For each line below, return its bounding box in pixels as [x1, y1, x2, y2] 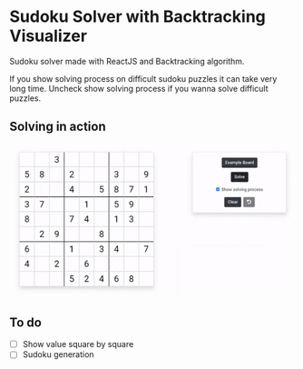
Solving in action [9, 119, 106, 135]
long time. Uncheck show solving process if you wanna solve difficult [9, 83, 269, 94]
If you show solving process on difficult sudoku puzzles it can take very [9, 73, 278, 84]
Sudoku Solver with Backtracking [9, 6, 266, 27]
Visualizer [9, 25, 88, 46]
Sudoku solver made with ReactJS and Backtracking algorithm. [9, 55, 245, 66]
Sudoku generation [22, 349, 94, 360]
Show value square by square [22, 339, 134, 350]
